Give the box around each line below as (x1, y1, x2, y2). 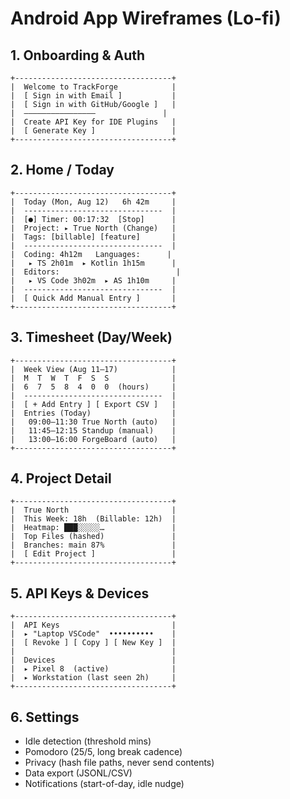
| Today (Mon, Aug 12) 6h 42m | (10, 197, 177, 207)
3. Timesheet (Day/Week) (10, 329, 173, 346)
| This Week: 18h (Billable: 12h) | (10, 514, 177, 524)
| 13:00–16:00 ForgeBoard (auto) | (10, 434, 177, 444)
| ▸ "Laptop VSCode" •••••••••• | (10, 629, 177, 639)
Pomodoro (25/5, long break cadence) (24, 746, 183, 758)
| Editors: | (10, 267, 182, 277)
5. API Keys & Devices (10, 585, 150, 602)
